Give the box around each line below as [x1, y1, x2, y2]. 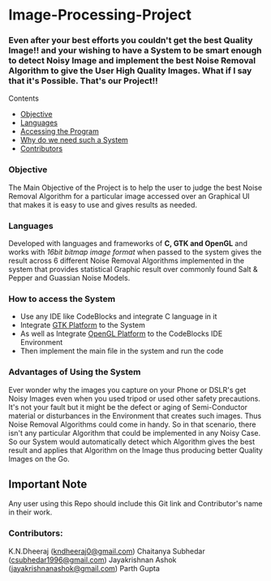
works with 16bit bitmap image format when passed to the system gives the [8, 247, 262, 257]
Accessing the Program [19, 127, 99, 136]
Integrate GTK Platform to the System [19, 321, 146, 330]
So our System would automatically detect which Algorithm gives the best [8, 437, 256, 446]
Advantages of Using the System [8, 367, 141, 378]
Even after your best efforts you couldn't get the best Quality [8, 35, 253, 46]
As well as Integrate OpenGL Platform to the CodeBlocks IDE [19, 329, 223, 338]
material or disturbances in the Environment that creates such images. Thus [8, 411, 262, 420]
